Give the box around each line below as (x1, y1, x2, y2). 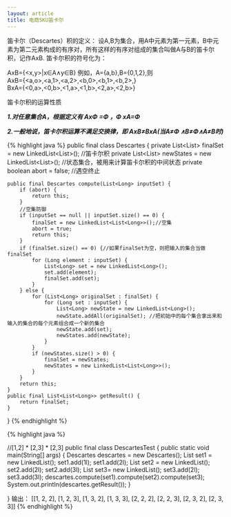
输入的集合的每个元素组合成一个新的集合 (7, 319, 105, 327)
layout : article (7, 10, 54, 17)
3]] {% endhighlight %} (7, 502, 73, 510)
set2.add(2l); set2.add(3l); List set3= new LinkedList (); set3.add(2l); (7, 465, 200, 473)
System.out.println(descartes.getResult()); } (7, 480, 131, 488)
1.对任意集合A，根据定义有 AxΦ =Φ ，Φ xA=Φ (7, 112, 140, 121)
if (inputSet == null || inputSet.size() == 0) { (19, 211, 165, 218)
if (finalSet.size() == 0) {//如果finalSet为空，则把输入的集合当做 (19, 245, 205, 252)
